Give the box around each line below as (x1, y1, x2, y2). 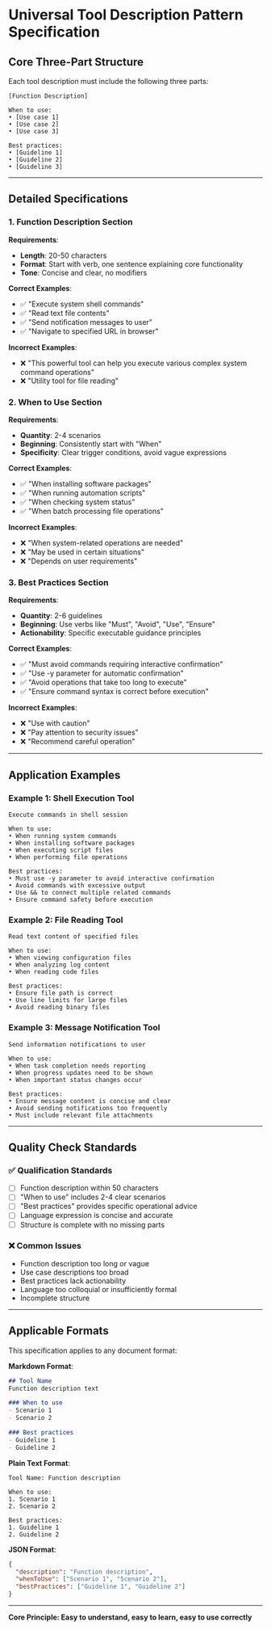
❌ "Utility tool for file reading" (19, 376, 119, 385)
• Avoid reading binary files (8, 1004, 110, 1012)
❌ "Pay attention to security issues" (19, 727, 139, 737)
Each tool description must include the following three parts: (8, 77, 209, 86)
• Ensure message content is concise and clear (8, 1097, 172, 1105)
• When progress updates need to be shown (8, 1068, 153, 1076)
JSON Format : (8, 1544, 56, 1554)
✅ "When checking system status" (19, 497, 135, 507)
